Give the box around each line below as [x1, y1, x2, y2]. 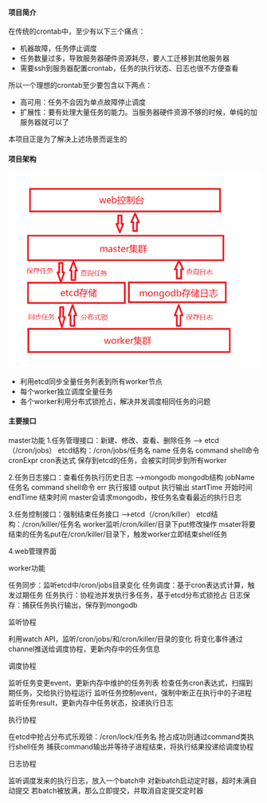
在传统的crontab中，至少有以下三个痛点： [8, 26, 146, 36]
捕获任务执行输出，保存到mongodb [22, 599, 138, 610]
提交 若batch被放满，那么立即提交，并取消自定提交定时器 [14, 785, 204, 795]
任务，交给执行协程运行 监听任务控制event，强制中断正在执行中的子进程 [14, 687, 253, 698]
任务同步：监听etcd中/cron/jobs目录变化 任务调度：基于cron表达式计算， [8, 580, 249, 590]
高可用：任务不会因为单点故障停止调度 [19, 97, 146, 107]
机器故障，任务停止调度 [19, 44, 97, 53]
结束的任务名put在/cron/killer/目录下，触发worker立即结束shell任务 [8, 529, 228, 539]
